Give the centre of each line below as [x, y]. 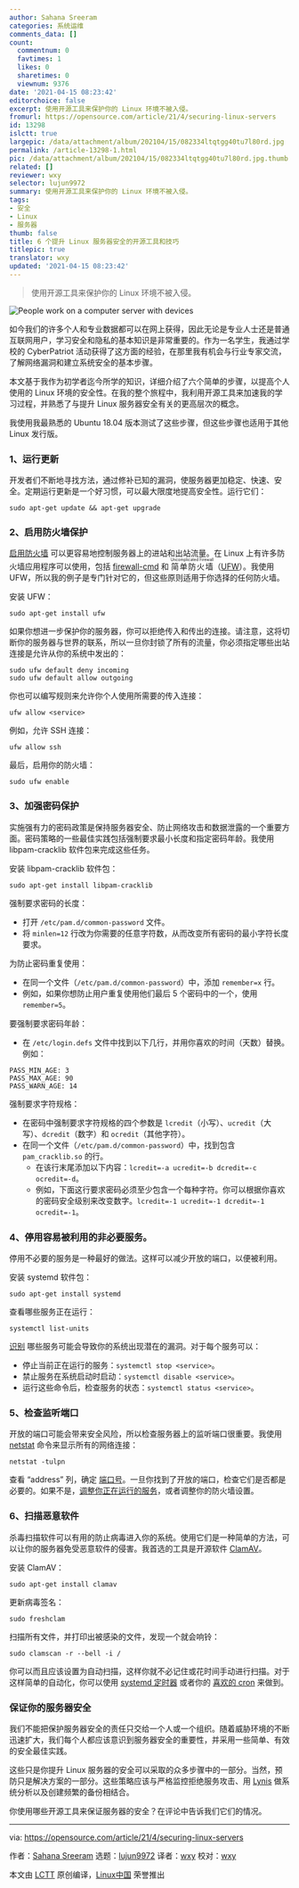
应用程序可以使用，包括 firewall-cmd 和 [97, 566]
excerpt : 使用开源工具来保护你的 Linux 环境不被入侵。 [101, 109]
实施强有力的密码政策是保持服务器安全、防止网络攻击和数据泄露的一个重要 [145, 827]
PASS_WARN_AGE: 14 [43, 1086]
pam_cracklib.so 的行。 [65, 1156]
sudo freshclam [37, 1619]
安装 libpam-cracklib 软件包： [64, 868]
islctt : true [33, 134]
